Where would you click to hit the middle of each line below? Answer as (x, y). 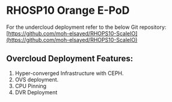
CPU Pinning (31, 86)
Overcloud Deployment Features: (70, 58)
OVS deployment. (37, 79)
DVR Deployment (36, 92)
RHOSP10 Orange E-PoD (68, 10)
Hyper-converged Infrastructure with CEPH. (69, 73)
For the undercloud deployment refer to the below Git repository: (86, 27)
